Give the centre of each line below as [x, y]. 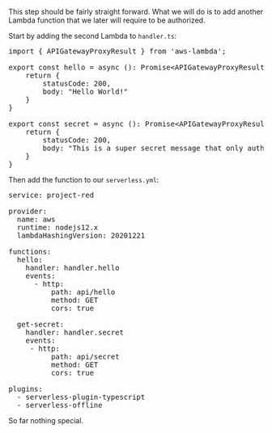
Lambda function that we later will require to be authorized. [107, 20]
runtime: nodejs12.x [57, 227]
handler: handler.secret [74, 332]
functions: [30, 252]
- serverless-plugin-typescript [81, 397]
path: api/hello [83, 292]
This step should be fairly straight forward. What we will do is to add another [136, 12]
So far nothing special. [46, 420]
